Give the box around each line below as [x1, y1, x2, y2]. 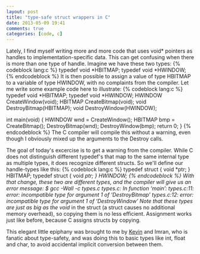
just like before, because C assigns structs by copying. [6, 216, 141, 224]
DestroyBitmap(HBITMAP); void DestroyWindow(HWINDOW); [6, 105, 157, 112]
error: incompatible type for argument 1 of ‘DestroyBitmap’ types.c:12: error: [6, 191, 194, 198]
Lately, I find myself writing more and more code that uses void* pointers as [6, 47, 193, 54]
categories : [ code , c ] [6, 31, 63, 37]
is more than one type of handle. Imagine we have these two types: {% [6, 60, 181, 68]
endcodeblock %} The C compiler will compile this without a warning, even [6, 129, 191, 136]
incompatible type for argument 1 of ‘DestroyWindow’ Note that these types [6, 198, 193, 205]
